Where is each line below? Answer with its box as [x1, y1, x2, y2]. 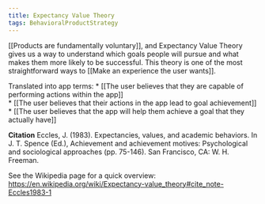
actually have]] [8, 115, 57, 124]
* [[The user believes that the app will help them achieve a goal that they [8, 106, 245, 115]
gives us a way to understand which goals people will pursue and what [8, 49, 239, 59]
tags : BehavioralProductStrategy [8, 19, 119, 27]
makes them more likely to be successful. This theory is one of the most [8, 57, 243, 67]
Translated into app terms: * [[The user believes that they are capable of [8, 81, 244, 91]
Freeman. [8, 155, 40, 164]
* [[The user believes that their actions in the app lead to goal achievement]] [8, 98, 257, 108]
